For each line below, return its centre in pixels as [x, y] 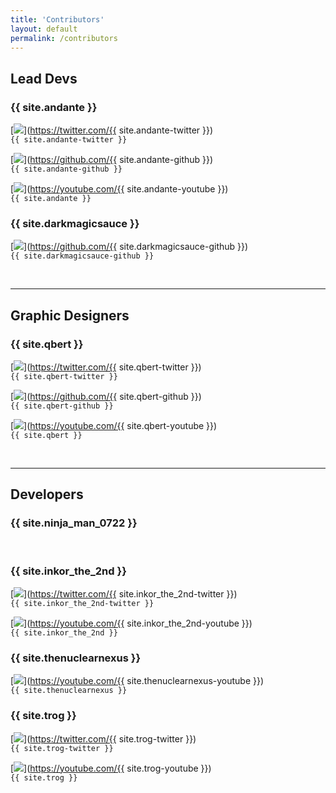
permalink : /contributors [64, 38]
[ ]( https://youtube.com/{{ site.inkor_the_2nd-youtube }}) [131, 623]
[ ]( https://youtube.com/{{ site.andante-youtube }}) [119, 189]
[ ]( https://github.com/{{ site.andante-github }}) [112, 160]
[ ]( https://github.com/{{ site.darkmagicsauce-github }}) [129, 247]
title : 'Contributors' [57, 19]
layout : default [44, 29]
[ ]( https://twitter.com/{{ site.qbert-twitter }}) [106, 367]
